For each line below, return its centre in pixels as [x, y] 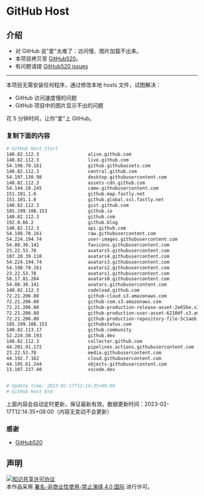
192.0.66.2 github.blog [62, 222]
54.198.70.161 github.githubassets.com [78, 166]
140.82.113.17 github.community [69, 330]
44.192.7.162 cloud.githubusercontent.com [84, 358]
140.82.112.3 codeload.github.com [73, 291]
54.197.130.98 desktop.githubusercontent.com [87, 177]
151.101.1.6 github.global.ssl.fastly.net [85, 200]
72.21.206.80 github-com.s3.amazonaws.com [84, 302]
